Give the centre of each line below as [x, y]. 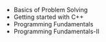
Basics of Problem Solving [51, 10]
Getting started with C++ [49, 17]
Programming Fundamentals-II [56, 31]
